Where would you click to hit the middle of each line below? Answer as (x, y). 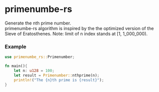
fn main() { (16, 66)
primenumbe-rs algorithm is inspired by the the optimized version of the (79, 28)
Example (16, 46)
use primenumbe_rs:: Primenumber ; (40, 57)
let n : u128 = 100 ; (34, 70)
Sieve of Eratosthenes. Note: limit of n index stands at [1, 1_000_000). (76, 33)
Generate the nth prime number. (38, 23)
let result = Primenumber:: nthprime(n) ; (57, 75)
